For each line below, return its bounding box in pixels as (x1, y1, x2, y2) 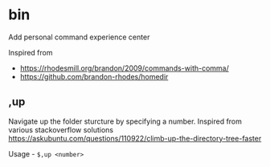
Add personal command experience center (8, 32, 150, 42)
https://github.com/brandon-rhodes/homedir (19, 71, 169, 81)
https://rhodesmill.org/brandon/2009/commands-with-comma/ (19, 63, 229, 73)
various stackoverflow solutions (8, 124, 114, 134)
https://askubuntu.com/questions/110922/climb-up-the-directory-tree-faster (8, 133, 262, 143)
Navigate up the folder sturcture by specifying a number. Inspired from (8, 116, 243, 126)
